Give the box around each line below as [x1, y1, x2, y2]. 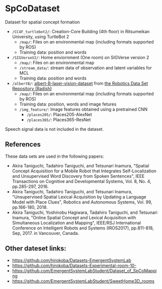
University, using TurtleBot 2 [12, 34, 70, 40]
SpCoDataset [5, 3, 60, 14]
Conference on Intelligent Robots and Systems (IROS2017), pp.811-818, [12, 225, 154, 231]
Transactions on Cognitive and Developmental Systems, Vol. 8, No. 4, [12, 178, 152, 184]
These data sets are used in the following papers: [5, 153, 104, 159]
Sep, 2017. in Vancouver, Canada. [12, 230, 79, 236]
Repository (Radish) [12, 85, 52, 91]
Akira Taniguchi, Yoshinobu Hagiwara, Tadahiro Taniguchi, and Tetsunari [12, 209, 158, 215]
